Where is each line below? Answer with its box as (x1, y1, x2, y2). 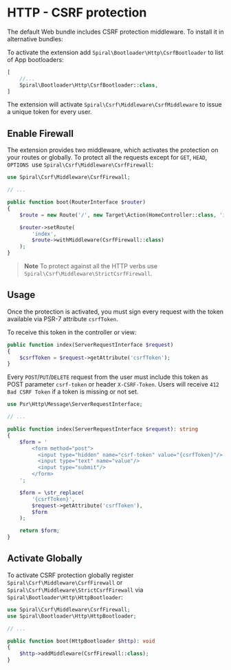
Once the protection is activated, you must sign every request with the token (7, 307, 224, 316)
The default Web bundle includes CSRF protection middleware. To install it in (7, 28, 225, 36)
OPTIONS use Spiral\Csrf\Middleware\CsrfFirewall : (7, 160, 153, 169)
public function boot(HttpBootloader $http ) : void (7, 638, 155, 645)
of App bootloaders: (7, 55, 64, 63)
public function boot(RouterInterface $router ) (7, 199, 146, 206)
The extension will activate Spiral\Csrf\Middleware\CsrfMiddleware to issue (7, 100, 222, 109)
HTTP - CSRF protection (7, 5, 147, 21)
